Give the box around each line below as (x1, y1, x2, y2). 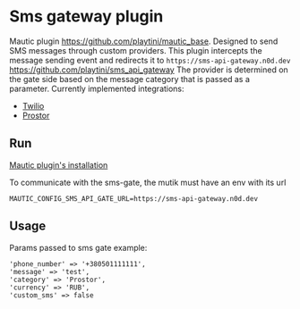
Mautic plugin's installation (9, 159, 108, 171)
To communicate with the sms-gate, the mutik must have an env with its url (9, 177, 287, 188)
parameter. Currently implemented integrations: (9, 83, 185, 94)
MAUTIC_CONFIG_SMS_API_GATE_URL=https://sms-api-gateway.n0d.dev (9, 194, 258, 203)
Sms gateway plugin (9, 6, 164, 27)
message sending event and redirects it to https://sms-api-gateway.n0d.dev (9, 54, 291, 65)
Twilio (21, 100, 45, 111)
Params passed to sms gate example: (9, 242, 148, 253)
